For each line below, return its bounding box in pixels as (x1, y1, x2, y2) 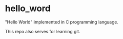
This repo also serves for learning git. (5, 28, 81, 34)
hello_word (5, 3, 51, 14)
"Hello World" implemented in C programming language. (5, 19, 119, 25)
